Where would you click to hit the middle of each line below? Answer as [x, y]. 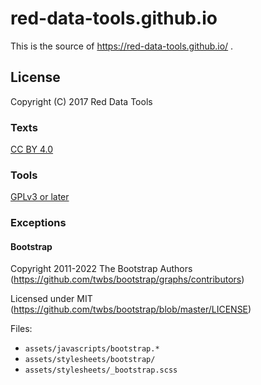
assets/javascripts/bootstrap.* [92, 349]
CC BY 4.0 [32, 149]
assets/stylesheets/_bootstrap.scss [101, 370]
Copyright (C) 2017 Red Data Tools [81, 101]
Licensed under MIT [51, 299]
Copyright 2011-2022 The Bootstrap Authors [101, 269]
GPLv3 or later [40, 197]
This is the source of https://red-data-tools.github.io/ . [122, 46]
